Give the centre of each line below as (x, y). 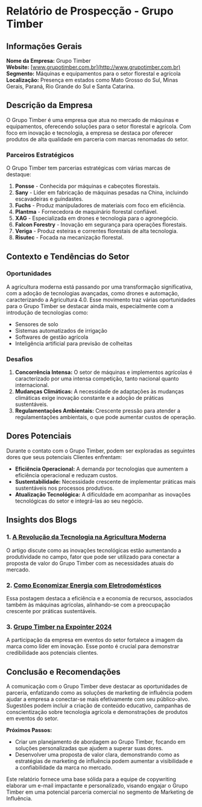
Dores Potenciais (39, 436)
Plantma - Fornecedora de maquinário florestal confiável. (86, 212)
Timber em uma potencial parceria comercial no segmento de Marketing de (100, 792)
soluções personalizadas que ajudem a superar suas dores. (89, 748)
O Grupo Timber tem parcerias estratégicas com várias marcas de (88, 168)
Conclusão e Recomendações (63, 672)
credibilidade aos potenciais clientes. (52, 653)
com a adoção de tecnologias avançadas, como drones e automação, (93, 293)
